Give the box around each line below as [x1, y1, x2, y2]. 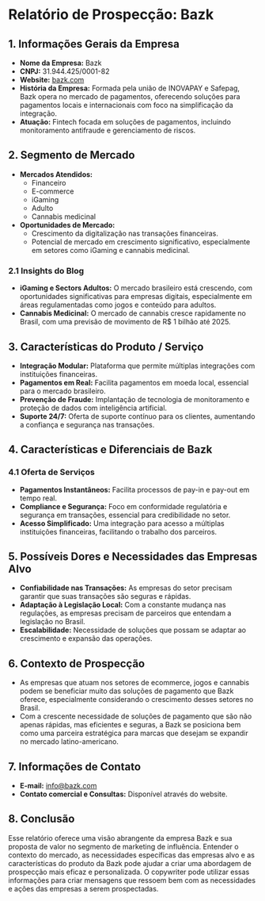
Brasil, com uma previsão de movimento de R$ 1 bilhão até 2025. [19, 317, 231, 327]
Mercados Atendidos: [19, 169, 93, 179]
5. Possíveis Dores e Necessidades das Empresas [8, 550, 258, 563]
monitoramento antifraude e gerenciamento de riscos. [19, 125, 196, 135]
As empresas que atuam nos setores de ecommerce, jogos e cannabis [19, 678, 250, 688]
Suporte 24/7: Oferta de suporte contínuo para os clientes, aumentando [19, 411, 256, 421]
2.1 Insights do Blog [8, 265, 85, 276]
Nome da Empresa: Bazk [19, 58, 102, 67]
